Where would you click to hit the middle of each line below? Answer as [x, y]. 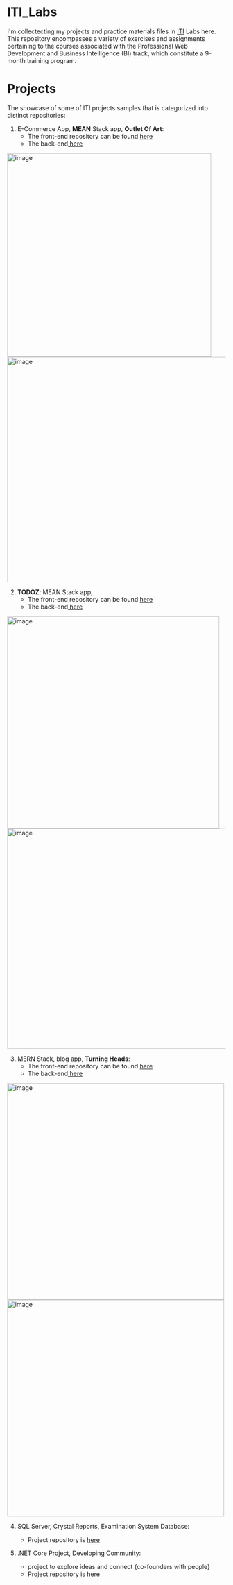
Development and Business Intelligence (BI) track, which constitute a [105, 53]
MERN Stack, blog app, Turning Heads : [74, 1059]
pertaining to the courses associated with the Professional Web [98, 46]
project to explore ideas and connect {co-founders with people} [119, 1566]
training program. [52, 60]
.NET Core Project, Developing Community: [79, 1553]
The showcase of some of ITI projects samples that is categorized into [107, 107]
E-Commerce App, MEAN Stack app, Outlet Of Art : [90, 128]
